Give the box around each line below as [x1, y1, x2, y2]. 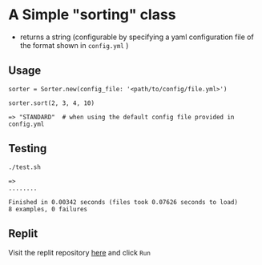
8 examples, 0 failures [8, 205, 88, 213]
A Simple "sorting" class [8, 6, 176, 24]
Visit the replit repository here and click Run [8, 248, 151, 258]
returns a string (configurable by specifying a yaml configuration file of [19, 32, 254, 42]
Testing [8, 142, 47, 155]
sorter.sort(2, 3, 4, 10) [8, 98, 95, 107]
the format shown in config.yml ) [19, 40, 129, 50]
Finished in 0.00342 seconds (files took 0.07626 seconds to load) [8, 198, 239, 206]
